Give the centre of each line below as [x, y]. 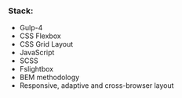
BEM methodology [49, 77]
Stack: [21, 11]
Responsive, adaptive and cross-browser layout [96, 86]
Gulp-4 [31, 28]
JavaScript [37, 53]
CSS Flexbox [40, 36]
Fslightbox [36, 69]
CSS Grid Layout [46, 44]
